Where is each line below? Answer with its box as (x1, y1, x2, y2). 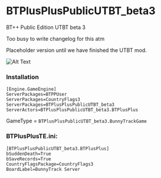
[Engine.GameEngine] (6, 86, 57, 92)
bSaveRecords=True (6, 156, 51, 162)
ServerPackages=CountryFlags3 (6, 96, 81, 103)
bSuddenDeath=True (6, 151, 51, 157)
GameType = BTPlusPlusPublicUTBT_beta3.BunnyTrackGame (6, 117, 147, 125)
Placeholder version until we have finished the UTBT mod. (6, 46, 147, 54)
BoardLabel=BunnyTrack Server (6, 166, 81, 172)
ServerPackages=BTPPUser (6, 92, 67, 98)
